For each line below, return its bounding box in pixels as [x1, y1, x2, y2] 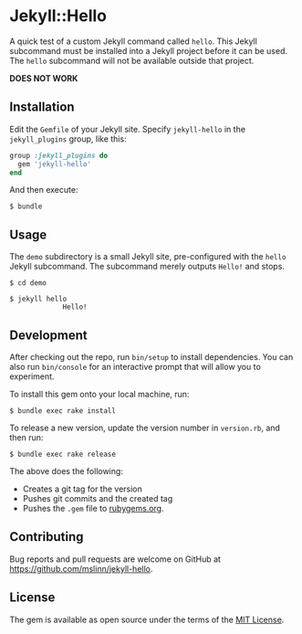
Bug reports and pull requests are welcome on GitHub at [9, 554, 222, 565]
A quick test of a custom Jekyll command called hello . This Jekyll [9, 36, 257, 47]
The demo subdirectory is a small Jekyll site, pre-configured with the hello [9, 251, 286, 262]
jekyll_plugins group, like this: [9, 133, 127, 144]
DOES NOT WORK [9, 72, 78, 83]
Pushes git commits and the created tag [22, 493, 173, 503]
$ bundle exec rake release [9, 449, 117, 459]
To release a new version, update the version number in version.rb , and [9, 422, 281, 433]
